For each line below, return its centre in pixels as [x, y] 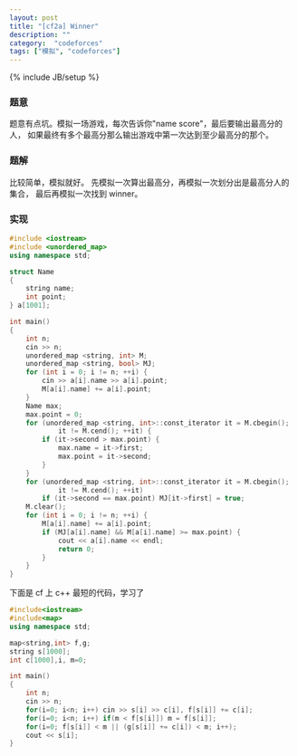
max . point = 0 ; [54, 414]
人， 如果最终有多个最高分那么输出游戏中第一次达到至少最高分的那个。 [141, 135]
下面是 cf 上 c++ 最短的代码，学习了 [77, 593]
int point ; [46, 297]
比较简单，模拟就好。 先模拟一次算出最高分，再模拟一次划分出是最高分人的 [149, 182]
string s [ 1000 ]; [40, 651]
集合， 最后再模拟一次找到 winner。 [76, 193]
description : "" [40, 34]
